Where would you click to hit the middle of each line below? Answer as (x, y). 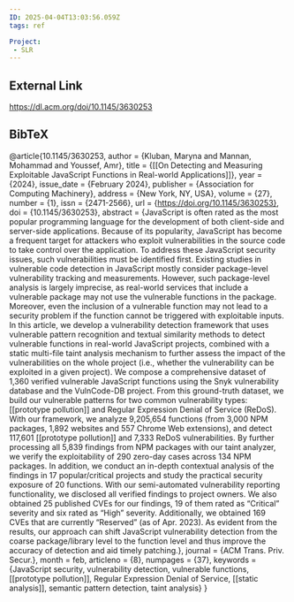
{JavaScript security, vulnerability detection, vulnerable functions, (129, 569)
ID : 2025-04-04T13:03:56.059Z (65, 17)
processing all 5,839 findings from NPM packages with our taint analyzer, (143, 446)
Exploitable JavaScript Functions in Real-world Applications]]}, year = (136, 174)
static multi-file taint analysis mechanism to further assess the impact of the (147, 353)
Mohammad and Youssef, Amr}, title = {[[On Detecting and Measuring (136, 165)
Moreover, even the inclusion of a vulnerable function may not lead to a (139, 306)
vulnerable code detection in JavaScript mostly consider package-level (139, 268)
